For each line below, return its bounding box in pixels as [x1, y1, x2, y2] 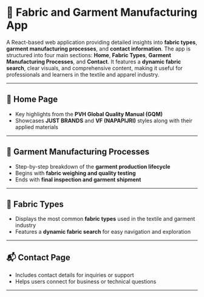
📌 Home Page [6, 94, 58, 105]
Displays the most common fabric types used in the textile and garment [15, 215, 195, 223]
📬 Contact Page [6, 252, 71, 262]
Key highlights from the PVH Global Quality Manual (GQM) [15, 110, 163, 117]
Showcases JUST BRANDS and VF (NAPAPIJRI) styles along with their [15, 117, 192, 124]
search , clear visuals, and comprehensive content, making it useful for [6, 64, 183, 72]
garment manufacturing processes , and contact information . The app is [6, 45, 191, 52]
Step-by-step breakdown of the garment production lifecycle [15, 162, 171, 170]
